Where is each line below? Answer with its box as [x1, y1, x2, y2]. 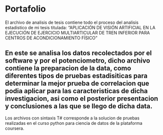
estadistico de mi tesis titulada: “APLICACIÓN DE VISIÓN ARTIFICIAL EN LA [5, 24, 156, 30]
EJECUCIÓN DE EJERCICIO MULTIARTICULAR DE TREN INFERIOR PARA [5, 30, 150, 35]
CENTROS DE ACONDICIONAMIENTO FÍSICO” [5, 35, 98, 41]
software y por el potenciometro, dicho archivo [5, 57, 150, 65]
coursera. [5, 125, 24, 131]
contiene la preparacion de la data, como [5, 64, 131, 72]
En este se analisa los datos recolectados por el [5, 49, 152, 57]
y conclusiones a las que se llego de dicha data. [5, 102, 153, 110]
